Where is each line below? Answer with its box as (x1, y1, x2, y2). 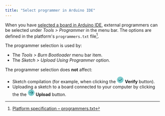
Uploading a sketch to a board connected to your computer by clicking (12, 84, 156, 90)
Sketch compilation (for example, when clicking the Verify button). (12, 79, 155, 85)
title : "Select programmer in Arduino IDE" (5, 8, 96, 13)
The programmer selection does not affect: (5, 67, 92, 73)
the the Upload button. (12, 92, 66, 97)
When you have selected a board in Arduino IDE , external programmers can (5, 22, 158, 28)
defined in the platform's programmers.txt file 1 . (5, 32, 99, 39)
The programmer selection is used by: (5, 43, 82, 48)
